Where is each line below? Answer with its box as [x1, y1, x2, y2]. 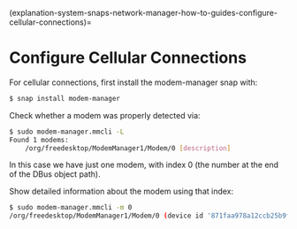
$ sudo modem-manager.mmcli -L [9, 127, 125, 136]
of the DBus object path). [9, 169, 101, 179]
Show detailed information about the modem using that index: [9, 186, 234, 197]
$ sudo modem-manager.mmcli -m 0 [9, 203, 133, 212]
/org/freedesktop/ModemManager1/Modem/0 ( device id [9, 211, 203, 220]
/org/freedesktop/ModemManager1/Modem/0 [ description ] [25, 143, 232, 153]
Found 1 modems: [9, 135, 69, 144]
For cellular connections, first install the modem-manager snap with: [9, 77, 258, 88]
